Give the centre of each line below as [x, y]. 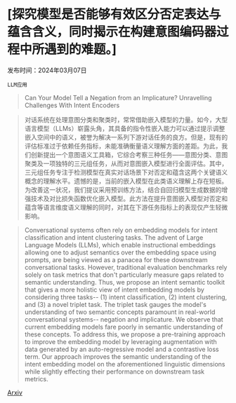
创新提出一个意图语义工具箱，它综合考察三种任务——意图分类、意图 [129, 154]
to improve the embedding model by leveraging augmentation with [121, 341]
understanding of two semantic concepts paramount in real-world [120, 312]
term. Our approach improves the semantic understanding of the [118, 356]
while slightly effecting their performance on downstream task [114, 371]
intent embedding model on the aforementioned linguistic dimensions [125, 364]
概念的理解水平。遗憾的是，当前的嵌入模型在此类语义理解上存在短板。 [126, 181]
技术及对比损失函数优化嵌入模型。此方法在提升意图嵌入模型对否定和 [129, 198]
